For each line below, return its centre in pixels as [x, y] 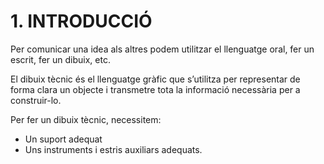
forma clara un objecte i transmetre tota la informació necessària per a [155, 89]
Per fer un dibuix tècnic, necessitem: [86, 119]
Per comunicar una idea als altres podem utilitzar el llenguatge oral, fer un [162, 49]
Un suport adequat [63, 139]
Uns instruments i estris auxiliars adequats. [113, 149]
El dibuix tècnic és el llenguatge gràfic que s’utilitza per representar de [155, 79]
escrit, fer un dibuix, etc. [60, 59]
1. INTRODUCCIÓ [81, 21]
